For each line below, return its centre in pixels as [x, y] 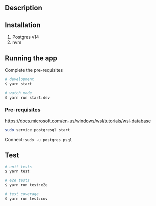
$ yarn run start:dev [28, 97]
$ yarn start [19, 84]
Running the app [31, 58]
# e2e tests [17, 180]
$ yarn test [17, 171]
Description [24, 8]
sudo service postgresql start [38, 130]
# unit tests [19, 167]
